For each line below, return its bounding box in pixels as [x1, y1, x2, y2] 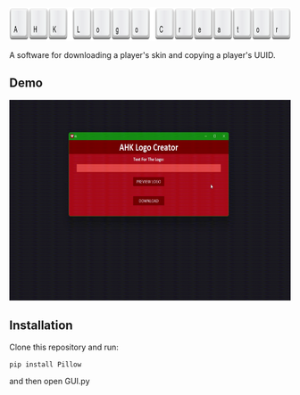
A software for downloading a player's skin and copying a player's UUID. [9, 50, 276, 60]
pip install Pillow [9, 359, 82, 369]
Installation [9, 318, 73, 333]
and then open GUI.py [9, 375, 91, 386]
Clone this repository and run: [9, 342, 119, 352]
